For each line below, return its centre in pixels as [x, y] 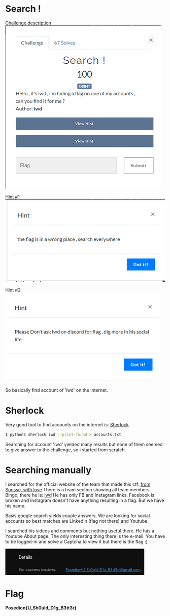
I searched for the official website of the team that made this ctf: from [78, 484]
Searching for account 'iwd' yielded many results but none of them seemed [84, 444]
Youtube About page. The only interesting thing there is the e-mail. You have [85, 536]
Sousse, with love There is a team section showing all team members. [78, 489]
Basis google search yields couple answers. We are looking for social [78, 516]
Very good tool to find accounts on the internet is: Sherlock [67, 424]
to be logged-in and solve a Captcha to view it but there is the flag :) [77, 541]
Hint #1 [13, 197]
